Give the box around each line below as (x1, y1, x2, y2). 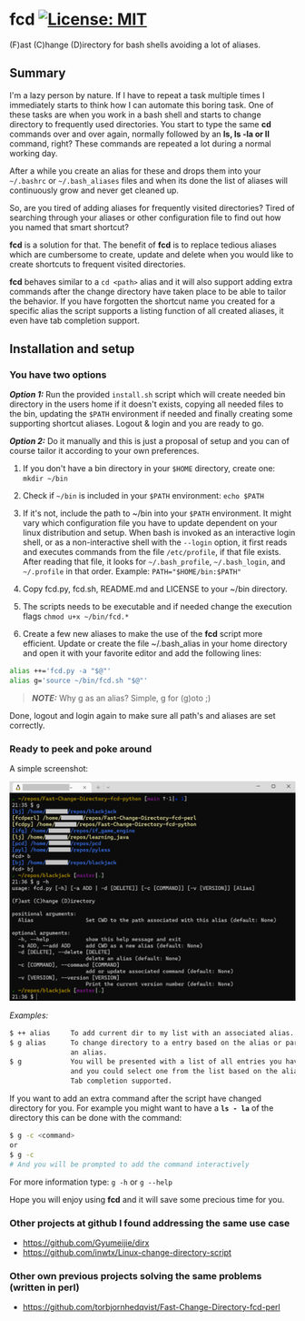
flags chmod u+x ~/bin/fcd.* (22, 610, 130, 622)
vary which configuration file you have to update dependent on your (22, 518, 278, 529)
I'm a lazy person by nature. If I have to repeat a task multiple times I (9, 89, 265, 100)
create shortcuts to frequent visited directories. (9, 258, 186, 269)
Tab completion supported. (70, 1076, 172, 1086)
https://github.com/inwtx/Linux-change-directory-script (22, 1246, 231, 1257)
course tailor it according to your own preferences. (9, 446, 200, 457)
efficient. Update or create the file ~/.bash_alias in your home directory (22, 638, 288, 650)
